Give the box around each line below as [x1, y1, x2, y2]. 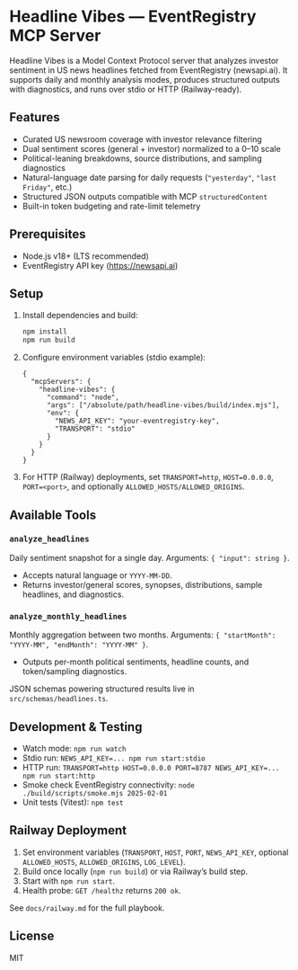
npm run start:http [22, 771, 96, 780]
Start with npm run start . [22, 875, 116, 886]
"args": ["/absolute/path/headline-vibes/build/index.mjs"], [46, 401, 280, 410]
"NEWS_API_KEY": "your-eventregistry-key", [55, 416, 220, 426]
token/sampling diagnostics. [22, 666, 127, 677]
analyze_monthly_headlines [9, 611, 127, 621]
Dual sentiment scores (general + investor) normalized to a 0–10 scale [22, 143, 281, 154]
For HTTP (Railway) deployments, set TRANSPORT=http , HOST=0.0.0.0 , [22, 472, 274, 483]
